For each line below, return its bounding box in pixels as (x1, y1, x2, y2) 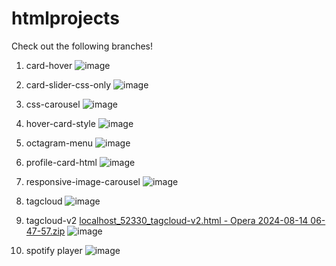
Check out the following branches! (11, 40, 153, 52)
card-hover (25, 59, 73, 71)
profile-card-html (25, 156, 98, 168)
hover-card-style (25, 117, 96, 129)
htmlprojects (11, 7, 120, 30)
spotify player (25, 244, 83, 256)
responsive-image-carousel (25, 175, 141, 187)
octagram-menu (25, 137, 94, 149)
